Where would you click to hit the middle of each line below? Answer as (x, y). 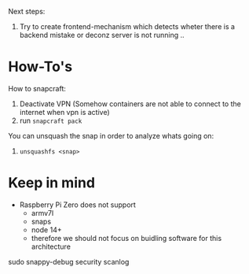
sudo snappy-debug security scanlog (69, 261)
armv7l (42, 213)
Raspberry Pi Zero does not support (77, 205)
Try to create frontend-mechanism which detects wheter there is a (127, 26)
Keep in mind (52, 183)
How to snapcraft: (37, 88)
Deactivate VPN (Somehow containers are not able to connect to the (130, 104)
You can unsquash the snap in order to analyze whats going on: (111, 135)
